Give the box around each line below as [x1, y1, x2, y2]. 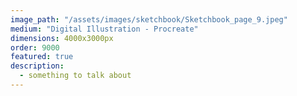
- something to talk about [19, 71, 132, 81]
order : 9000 [10, 42, 60, 53]
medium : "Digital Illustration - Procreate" [10, 24, 199, 34]
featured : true [10, 52, 74, 62]
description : [10, 61, 65, 71]
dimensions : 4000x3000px [10, 33, 114, 43]
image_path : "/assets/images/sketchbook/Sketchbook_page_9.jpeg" [10, 14, 288, 25]
